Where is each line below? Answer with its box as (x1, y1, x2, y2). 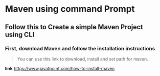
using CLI (5, 30, 35, 38)
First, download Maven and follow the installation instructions (5, 45, 155, 52)
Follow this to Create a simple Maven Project (5, 23, 143, 31)
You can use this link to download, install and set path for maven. (17, 56, 148, 62)
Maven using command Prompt (5, 3, 135, 15)
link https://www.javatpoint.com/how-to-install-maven (5, 65, 115, 71)
